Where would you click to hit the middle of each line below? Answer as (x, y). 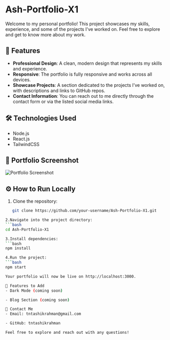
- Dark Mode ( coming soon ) (34, 291)
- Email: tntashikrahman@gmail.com (43, 314)
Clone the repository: (35, 201)
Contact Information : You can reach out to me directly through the (83, 96)
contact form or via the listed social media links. (63, 101)
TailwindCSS (26, 144)
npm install (18, 248)
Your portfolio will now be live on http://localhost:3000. (71, 276)
